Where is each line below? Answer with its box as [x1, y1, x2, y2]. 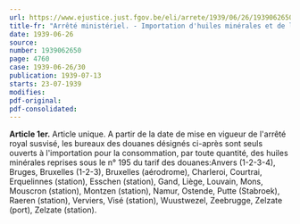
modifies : [9, 87, 46, 96]
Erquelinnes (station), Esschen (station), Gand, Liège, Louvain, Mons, [9, 176, 263, 187]
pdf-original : [9, 95, 62, 105]
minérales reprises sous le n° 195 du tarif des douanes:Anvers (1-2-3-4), [9, 157, 276, 168]
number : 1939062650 [9, 46, 82, 55]
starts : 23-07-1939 [9, 79, 82, 88]
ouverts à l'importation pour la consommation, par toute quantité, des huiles [9, 148, 288, 159]
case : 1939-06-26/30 [9, 63, 87, 72]
